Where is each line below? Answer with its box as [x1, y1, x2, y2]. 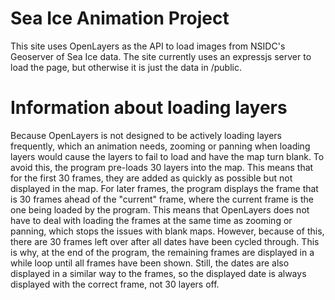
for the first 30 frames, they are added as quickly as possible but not [10, 172, 293, 184]
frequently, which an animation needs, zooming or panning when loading [10, 140, 311, 152]
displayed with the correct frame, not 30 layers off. [10, 278, 220, 290]
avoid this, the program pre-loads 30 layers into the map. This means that [10, 161, 314, 173]
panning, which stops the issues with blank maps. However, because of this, [10, 225, 325, 237]
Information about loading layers [10, 97, 288, 119]
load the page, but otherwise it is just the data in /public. [10, 61, 242, 73]
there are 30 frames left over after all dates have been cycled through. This [10, 235, 320, 247]
